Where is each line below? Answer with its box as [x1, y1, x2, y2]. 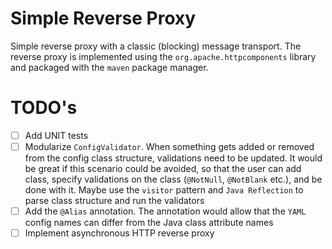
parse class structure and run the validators [24, 195, 205, 206]
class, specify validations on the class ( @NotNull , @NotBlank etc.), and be [24, 173, 323, 185]
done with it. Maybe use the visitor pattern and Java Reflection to [24, 184, 304, 196]
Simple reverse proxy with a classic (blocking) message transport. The [10, 40, 302, 52]
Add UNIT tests [24, 129, 89, 141]
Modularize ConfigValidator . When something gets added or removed [24, 140, 315, 152]
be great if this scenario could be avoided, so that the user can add [24, 163, 302, 174]
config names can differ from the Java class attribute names [24, 217, 274, 229]
